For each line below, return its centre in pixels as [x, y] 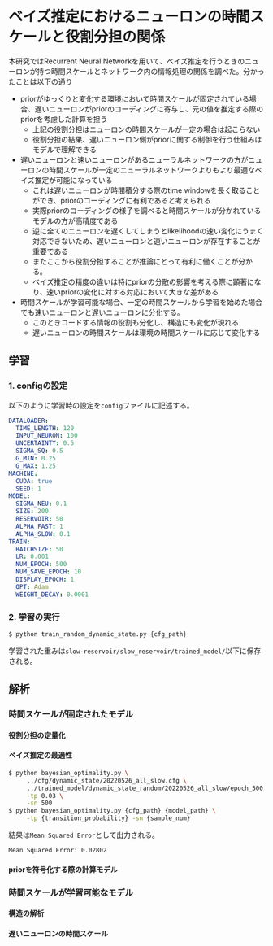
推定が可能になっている [74, 180]
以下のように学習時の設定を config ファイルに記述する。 [101, 405]
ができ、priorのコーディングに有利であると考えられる [121, 200]
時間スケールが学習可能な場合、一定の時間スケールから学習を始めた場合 [141, 302]
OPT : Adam [32, 586]
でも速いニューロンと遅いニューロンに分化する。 [102, 312]
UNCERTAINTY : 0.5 [45, 443]
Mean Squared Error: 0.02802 [58, 851]
